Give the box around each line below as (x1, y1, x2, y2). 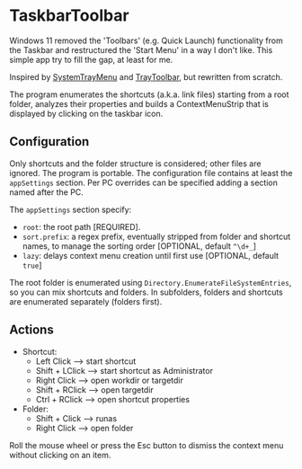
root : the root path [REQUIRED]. (22, 221, 141, 232)
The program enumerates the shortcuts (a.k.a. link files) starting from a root (9, 89, 289, 100)
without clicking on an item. (9, 449, 111, 460)
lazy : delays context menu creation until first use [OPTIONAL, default (22, 250, 280, 261)
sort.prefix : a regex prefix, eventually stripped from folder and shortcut (22, 231, 291, 242)
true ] (22, 260, 42, 270)
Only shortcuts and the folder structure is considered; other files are (9, 158, 262, 169)
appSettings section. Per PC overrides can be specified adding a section (9, 177, 279, 188)
